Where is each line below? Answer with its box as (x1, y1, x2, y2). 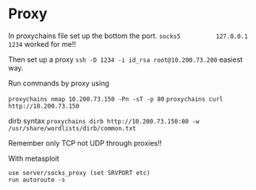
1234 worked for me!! (8, 39, 77, 48)
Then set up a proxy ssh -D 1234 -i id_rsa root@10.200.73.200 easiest (8, 55, 243, 64)
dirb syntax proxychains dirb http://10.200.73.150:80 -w (8, 116, 200, 125)
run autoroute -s (8, 176, 66, 184)
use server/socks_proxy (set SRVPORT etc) (8, 169, 151, 177)
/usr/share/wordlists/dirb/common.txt (8, 124, 136, 132)
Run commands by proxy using (8, 78, 109, 88)
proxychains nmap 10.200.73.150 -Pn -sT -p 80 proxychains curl (8, 95, 224, 103)
